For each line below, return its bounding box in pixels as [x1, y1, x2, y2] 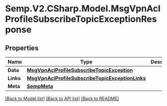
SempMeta [26, 83, 53, 90]
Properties [5, 44, 39, 52]
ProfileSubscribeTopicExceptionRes [5, 13, 157, 25]
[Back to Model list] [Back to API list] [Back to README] [5, 96, 119, 102]
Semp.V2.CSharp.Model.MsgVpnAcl [5, 3, 161, 14]
